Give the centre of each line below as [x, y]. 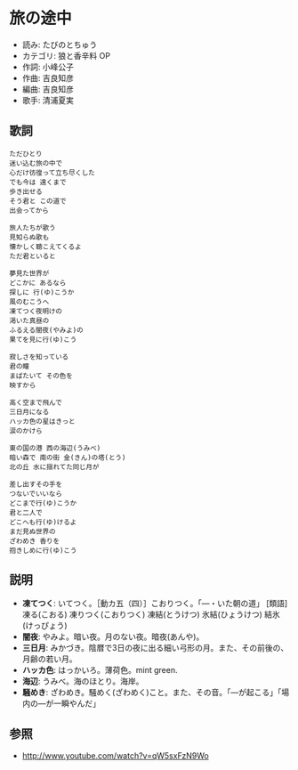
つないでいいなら [36, 494]
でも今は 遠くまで [38, 182]
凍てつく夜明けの [36, 311]
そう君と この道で [38, 201]
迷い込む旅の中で [36, 163]
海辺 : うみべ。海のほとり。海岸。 [83, 681]
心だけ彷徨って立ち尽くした [52, 173]
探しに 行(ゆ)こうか [42, 292]
